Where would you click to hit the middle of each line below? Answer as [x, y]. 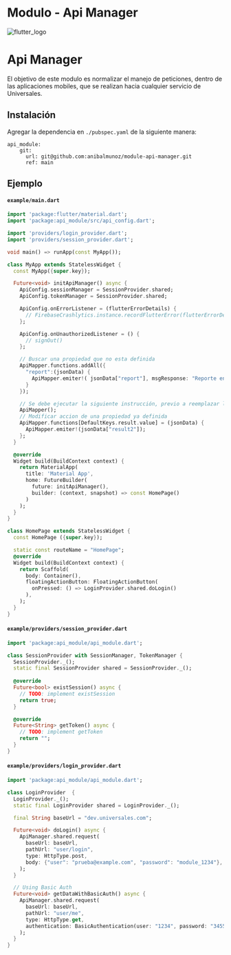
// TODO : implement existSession [67, 694]
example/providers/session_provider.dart [67, 629]
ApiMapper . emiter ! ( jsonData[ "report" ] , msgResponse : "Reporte [124, 378]
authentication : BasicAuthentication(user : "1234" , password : [116, 926]
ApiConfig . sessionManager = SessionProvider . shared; [97, 290]
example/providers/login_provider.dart [64, 766]
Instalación [32, 115]
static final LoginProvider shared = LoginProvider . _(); [97, 805]
